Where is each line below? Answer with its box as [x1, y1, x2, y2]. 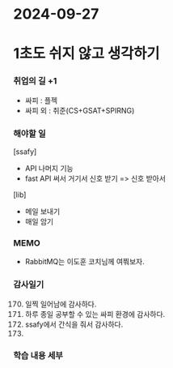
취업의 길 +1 [13, 75, 57, 87]
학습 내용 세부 [13, 350, 64, 362]
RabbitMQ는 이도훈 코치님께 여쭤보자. [24, 257, 145, 267]
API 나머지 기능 [24, 163, 74, 173]
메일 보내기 [24, 206, 61, 216]
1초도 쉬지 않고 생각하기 [13, 45, 160, 63]
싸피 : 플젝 [24, 95, 58, 105]
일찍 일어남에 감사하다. [24, 299, 97, 309]
